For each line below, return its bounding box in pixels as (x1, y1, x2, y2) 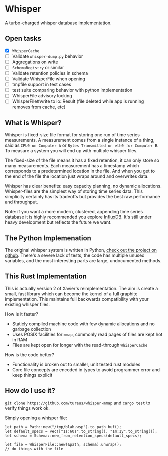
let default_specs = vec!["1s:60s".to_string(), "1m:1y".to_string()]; (5, 429, 157, 434)
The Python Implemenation (5, 234, 91, 242)
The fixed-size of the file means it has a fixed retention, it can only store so (5, 157, 160, 163)
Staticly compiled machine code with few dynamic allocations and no (12, 321, 155, 327)
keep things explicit (12, 372, 53, 378)
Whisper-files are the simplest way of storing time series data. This (5, 188, 143, 194)
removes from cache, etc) (12, 104, 66, 110)
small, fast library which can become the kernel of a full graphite (5, 291, 138, 297)
